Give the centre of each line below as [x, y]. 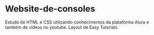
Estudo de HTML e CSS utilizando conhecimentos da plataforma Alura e [77, 22]
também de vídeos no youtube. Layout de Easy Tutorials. [62, 27]
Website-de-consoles [50, 9]
